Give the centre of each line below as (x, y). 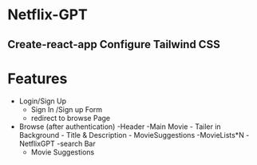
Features (38, 78)
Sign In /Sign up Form (67, 109)
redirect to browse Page (71, 118)
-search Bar (76, 143)
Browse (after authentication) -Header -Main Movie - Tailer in (120, 127)
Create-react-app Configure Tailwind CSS (114, 44)
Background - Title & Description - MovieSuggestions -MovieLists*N (131, 135)
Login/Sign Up (43, 101)
